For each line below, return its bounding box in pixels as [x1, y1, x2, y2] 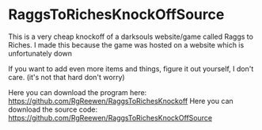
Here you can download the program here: [8, 87, 147, 97]
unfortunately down [8, 48, 73, 58]
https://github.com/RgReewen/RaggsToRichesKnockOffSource [8, 113, 212, 122]
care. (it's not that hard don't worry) [8, 72, 125, 82]
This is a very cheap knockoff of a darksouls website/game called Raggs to [8, 32, 253, 41]
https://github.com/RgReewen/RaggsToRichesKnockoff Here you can [8, 96, 234, 105]
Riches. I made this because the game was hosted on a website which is [8, 40, 245, 49]
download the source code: [8, 105, 98, 114]
